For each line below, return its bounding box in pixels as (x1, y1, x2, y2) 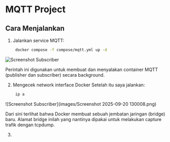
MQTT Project (5, 4, 66, 15)
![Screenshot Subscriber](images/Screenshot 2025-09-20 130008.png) (5, 101, 157, 107)
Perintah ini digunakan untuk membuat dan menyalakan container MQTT (5, 66, 158, 73)
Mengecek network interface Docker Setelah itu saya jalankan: (12, 82, 145, 88)
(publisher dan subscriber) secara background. (5, 72, 105, 78)
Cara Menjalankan (5, 24, 65, 33)
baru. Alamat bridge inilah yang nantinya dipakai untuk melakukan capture (5, 116, 162, 122)
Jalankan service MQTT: (12, 37, 65, 43)
